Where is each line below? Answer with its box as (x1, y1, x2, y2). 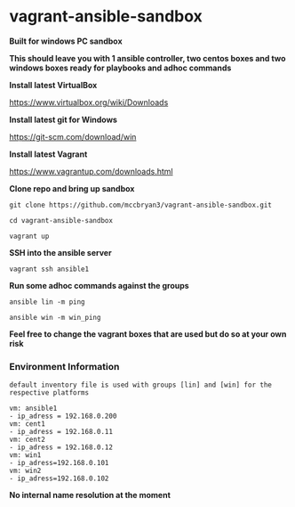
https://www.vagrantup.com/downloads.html (9, 166, 173, 176)
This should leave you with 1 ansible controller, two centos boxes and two (9, 53, 286, 63)
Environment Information (9, 360, 120, 372)
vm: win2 (9, 466, 42, 476)
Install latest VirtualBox (9, 79, 98, 90)
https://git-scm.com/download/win (9, 131, 137, 142)
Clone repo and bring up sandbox (9, 183, 135, 193)
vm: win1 (9, 451, 42, 460)
